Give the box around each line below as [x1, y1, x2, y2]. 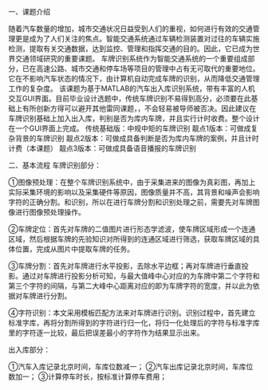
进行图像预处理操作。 [14, 207, 85, 217]
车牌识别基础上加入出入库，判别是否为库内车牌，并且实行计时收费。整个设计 [8, 114, 260, 123]
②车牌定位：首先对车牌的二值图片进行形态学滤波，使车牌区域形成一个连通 [8, 224, 256, 234]
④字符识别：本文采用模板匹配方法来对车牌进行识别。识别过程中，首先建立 [8, 308, 256, 317]
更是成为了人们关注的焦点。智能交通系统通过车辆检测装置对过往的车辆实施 [14, 34, 260, 43]
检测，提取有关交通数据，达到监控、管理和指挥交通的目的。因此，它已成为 [8, 44, 253, 53]
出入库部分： [8, 345, 50, 354]
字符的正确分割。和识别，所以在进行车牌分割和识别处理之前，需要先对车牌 [8, 198, 253, 207]
